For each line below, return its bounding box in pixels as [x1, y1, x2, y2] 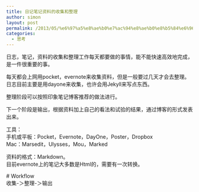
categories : [6, 31, 36, 37]
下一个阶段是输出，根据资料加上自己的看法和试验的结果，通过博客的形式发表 [6, 106, 193, 113]
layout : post [6, 20, 38, 25]
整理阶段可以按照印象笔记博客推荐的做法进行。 [6, 93, 120, 100]
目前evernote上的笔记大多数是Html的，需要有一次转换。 [6, 161, 143, 168]
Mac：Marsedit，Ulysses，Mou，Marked [6, 140, 108, 148]
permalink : [6, 25, 33, 31]
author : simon [6, 14, 41, 20]
